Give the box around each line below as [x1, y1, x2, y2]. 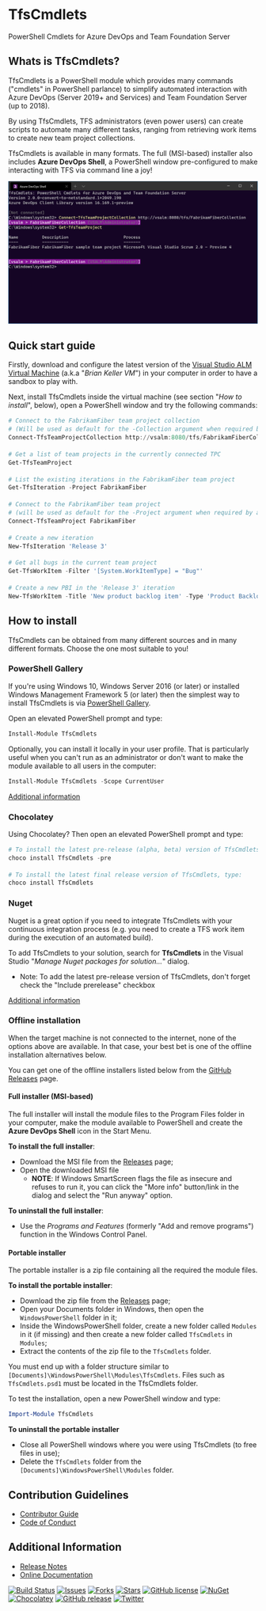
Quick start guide [8, 339, 96, 353]
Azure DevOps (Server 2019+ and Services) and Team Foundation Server [8, 93, 248, 102]
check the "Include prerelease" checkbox [19, 980, 156, 990]
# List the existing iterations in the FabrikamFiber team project [8, 475, 236, 484]
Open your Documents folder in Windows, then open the [19, 1305, 204, 1314]
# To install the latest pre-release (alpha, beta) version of [8, 845, 222, 853]
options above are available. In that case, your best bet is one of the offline [8, 1041, 252, 1051]
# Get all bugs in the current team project [8, 559, 158, 567]
